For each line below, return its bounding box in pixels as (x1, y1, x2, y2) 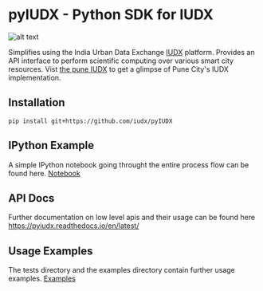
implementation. (8, 73, 61, 82)
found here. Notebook (8, 168, 81, 178)
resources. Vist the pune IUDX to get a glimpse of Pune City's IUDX (8, 64, 230, 73)
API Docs (8, 191, 55, 205)
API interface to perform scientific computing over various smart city (8, 56, 234, 65)
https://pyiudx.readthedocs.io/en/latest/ (8, 221, 139, 230)
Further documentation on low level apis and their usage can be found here (8, 213, 256, 222)
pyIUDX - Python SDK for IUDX (8, 6, 214, 24)
